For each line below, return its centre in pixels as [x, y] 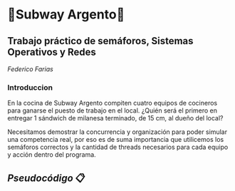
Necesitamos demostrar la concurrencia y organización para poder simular [117, 132]
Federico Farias [30, 69]
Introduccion [30, 87]
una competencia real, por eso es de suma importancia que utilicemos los [116, 140]
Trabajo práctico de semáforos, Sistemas [100, 41]
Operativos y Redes [52, 52]
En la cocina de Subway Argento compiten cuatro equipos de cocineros [113, 103]
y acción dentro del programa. [52, 155]
